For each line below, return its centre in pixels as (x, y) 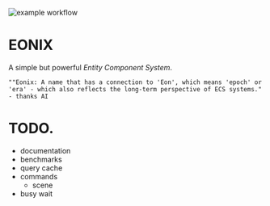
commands (39, 176)
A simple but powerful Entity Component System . (90, 67)
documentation (45, 150)
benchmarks (41, 159)
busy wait (36, 193)
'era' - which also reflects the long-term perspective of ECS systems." (135, 89)
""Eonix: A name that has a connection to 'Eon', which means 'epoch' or (135, 82)
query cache (41, 168)
